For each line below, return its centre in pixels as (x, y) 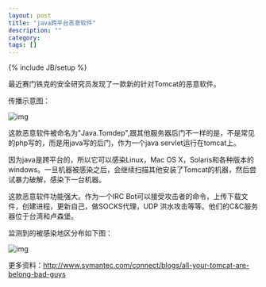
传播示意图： (29, 101)
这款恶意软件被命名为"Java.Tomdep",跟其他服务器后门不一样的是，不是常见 (132, 133)
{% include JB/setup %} (48, 67)
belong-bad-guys (37, 274)
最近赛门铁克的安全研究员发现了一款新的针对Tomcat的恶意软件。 (114, 84)
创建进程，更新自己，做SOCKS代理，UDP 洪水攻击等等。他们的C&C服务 (140, 206)
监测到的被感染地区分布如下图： (60, 233)
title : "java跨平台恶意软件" (52, 23)
